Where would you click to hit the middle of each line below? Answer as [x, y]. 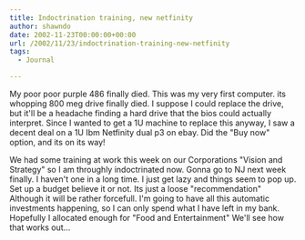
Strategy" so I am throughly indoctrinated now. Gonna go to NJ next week [148, 170]
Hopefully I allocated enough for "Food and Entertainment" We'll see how [147, 218]
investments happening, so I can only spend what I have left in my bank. [145, 208]
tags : [20, 52]
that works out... [40, 227]
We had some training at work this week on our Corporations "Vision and [146, 160]
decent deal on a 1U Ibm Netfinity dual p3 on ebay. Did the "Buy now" [140, 132]
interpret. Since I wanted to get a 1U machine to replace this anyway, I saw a [152, 123]
